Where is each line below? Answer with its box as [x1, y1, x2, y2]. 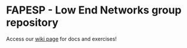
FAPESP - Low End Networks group [6, 4, 182, 17]
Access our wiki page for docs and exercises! [6, 35, 117, 42]
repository [6, 16, 59, 29]
